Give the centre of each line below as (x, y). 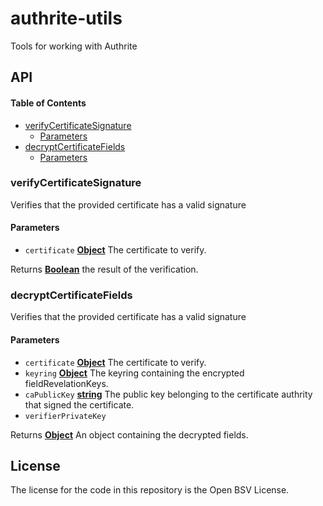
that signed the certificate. (79, 404)
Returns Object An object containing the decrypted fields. (129, 434)
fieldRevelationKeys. (66, 383)
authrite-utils (66, 18)
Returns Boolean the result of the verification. (104, 269)
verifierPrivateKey (65, 416)
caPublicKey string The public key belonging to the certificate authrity (168, 394)
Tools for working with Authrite (74, 46)
